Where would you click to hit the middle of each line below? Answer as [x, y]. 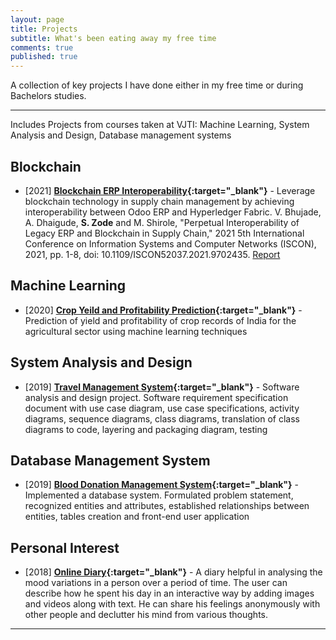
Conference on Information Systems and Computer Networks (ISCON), [170, 243]
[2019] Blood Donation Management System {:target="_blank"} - [162, 485]
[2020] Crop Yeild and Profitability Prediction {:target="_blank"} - [163, 310]
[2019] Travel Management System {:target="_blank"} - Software [162, 387]
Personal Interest [65, 547]
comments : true [42, 47]
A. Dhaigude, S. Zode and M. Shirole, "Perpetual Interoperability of [162, 222]
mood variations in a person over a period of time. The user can [156, 583]
